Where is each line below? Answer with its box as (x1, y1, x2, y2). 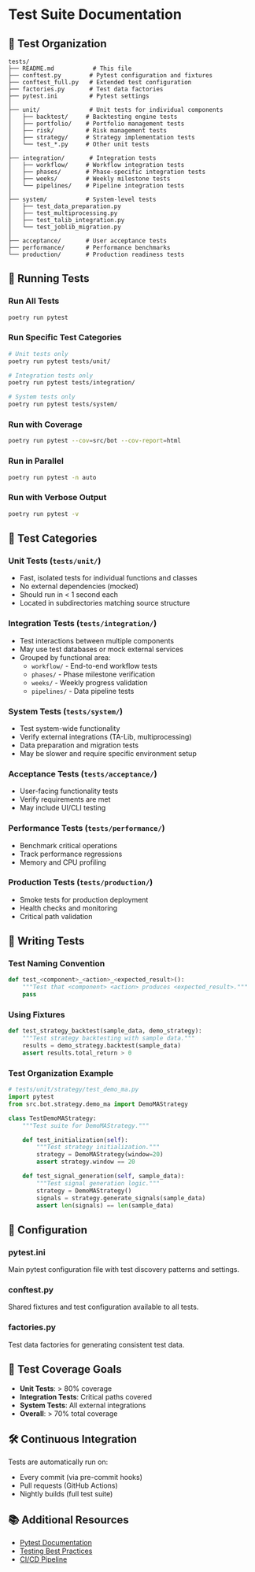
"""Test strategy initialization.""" (36, 1144, 160, 1151)
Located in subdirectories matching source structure (19, 599, 190, 608)
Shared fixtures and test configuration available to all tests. (8, 1302, 199, 1312)
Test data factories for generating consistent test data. (8, 1340, 185, 1349)
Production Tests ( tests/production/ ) (8, 877, 153, 888)
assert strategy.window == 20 (36, 1158, 135, 1166)
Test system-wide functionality (19, 723, 120, 733)
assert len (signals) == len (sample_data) (36, 1201, 175, 1210)
